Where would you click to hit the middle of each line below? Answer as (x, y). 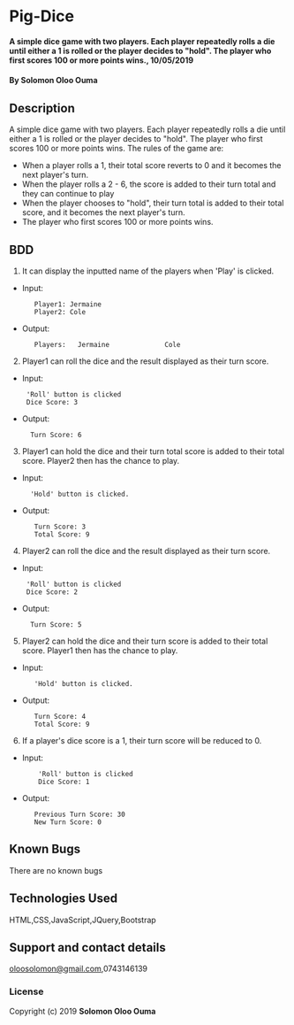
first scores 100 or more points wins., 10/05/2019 (102, 60)
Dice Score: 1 (64, 782)
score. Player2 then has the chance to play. (101, 461)
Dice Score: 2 (52, 592)
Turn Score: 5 (56, 625)
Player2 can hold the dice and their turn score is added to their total (145, 641)
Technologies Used (63, 899)
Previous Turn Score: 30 (79, 814)
